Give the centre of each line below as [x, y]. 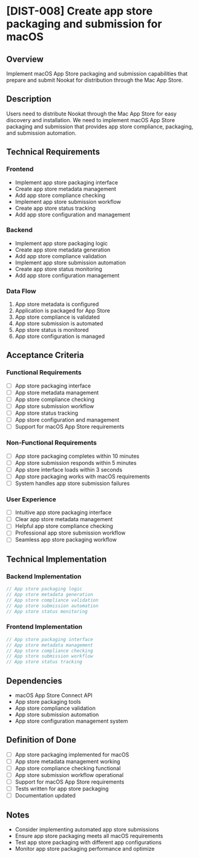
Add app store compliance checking [60, 195]
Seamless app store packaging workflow [66, 540]
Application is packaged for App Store [63, 311]
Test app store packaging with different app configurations [88, 842]
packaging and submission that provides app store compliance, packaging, [100, 126]
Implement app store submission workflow [68, 201]
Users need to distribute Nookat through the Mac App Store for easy [92, 114]
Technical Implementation [57, 559]
